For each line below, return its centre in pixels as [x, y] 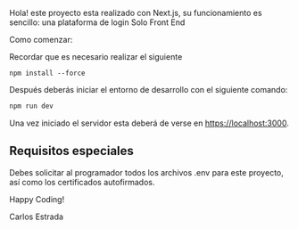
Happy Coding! [37, 199]
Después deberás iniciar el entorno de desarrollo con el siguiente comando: [149, 90]
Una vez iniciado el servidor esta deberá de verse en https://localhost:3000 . [149, 123]
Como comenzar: [41, 40]
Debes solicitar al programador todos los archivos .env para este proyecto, [146, 172]
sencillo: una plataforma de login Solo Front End [97, 22]
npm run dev [31, 106]
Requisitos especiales [71, 151]
